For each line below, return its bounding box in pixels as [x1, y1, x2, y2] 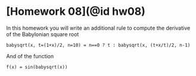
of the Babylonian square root [6, 30, 79, 37]
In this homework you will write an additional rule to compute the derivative [6, 24, 191, 31]
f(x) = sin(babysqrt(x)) [6, 64, 68, 70]
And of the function [6, 52, 54, 59]
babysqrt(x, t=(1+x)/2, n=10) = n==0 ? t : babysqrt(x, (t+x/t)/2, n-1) [6, 42, 191, 48]
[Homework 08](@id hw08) [6, 5, 146, 18]
